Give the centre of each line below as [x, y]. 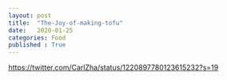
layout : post [30, 15]
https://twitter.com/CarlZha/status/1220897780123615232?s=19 [113, 67]
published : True [37, 45]
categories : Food [37, 38]
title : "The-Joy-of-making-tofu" [66, 23]
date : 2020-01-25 [41, 30]
